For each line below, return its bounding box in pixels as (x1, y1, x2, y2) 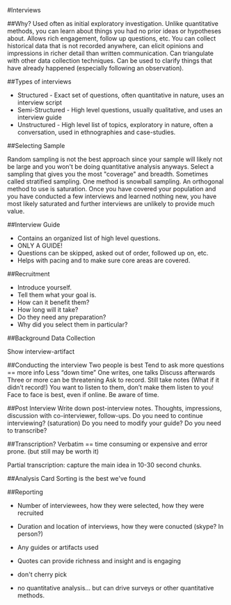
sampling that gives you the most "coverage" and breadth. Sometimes (7, 170, 209, 178)
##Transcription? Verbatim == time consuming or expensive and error (7, 440, 208, 448)
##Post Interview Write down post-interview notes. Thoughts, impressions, (7, 404, 223, 412)
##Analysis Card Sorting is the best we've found (7, 475, 146, 482)
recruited (17, 509, 44, 517)
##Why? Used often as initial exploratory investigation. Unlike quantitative (7, 20, 219, 27)
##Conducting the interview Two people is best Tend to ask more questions (7, 361, 225, 369)
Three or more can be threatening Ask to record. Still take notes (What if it (7, 376, 219, 384)
